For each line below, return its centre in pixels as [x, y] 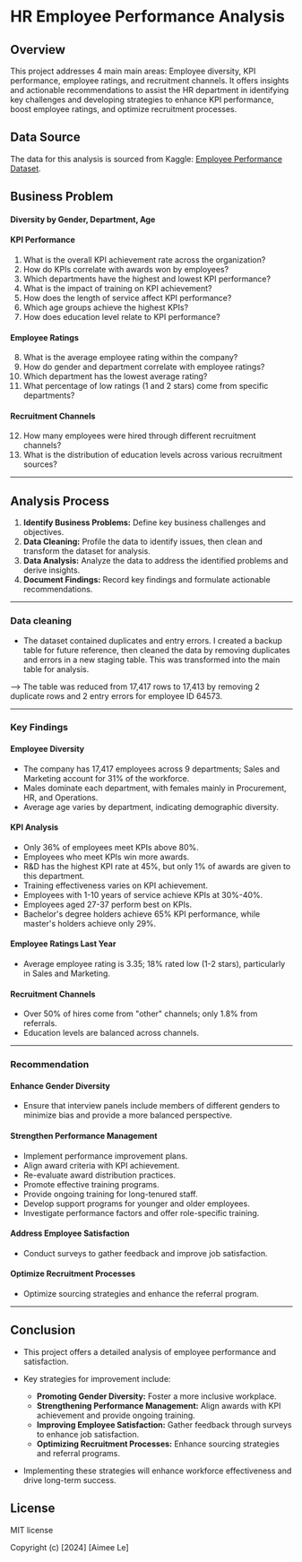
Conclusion [43, 1330]
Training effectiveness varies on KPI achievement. [116, 885]
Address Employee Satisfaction [70, 1233]
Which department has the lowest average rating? [115, 376]
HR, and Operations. [60, 797]
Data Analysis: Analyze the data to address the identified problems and [155, 561]
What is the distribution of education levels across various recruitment [153, 455]
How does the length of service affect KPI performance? [127, 298]
